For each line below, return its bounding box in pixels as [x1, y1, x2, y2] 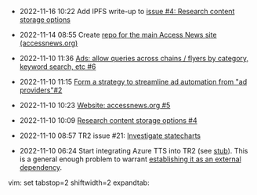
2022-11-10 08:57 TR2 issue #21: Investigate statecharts [19, 131, 201, 140]
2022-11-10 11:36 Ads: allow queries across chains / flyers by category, [19, 54, 249, 63]
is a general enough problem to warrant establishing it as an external [19, 154, 241, 164]
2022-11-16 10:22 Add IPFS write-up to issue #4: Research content [19, 7, 235, 16]
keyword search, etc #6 [19, 62, 96, 71]
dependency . [19, 163, 63, 172]
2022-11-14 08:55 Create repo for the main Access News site [19, 31, 217, 39]
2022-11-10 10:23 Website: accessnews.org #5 [19, 101, 171, 110]
